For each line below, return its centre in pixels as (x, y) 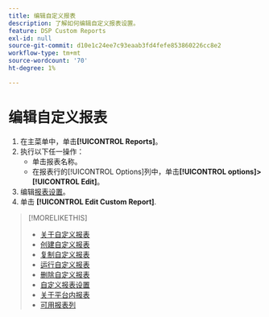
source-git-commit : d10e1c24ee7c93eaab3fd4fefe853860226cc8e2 (115, 46)
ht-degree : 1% (32, 68)
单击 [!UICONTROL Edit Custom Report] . (88, 201)
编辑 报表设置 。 (45, 191)
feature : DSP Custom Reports (57, 31)
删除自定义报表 (65, 274)
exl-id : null (30, 38)
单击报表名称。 (57, 161)
